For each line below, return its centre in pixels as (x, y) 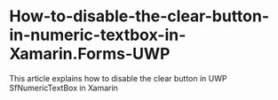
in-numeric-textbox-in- (98, 35)
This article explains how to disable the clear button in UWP (118, 78)
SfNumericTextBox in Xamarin (64, 88)
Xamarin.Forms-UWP (90, 54)
